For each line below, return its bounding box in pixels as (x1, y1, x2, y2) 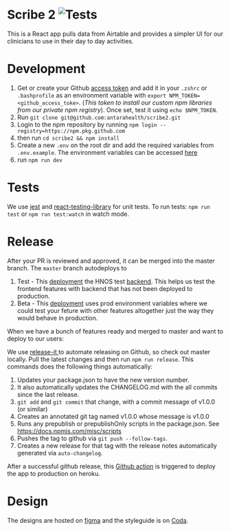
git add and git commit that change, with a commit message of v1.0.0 (16, 398, 216, 406)
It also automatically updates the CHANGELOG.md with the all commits (16, 382, 218, 391)
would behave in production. (16, 314, 98, 322)
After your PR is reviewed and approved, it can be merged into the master (7, 257, 215, 265)
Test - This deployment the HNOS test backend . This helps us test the (16, 277, 216, 285)
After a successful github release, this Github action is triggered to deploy (7, 462, 216, 470)
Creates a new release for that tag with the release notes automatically (16, 441, 218, 450)
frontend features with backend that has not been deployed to (16, 284, 193, 292)
